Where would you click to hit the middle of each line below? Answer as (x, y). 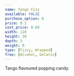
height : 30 (16, 37)
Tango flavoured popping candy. (37, 68)
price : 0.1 (16, 23)
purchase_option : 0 (25, 18)
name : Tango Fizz (22, 9)
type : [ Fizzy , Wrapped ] (29, 50)
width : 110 (16, 32)
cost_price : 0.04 (22, 28)
